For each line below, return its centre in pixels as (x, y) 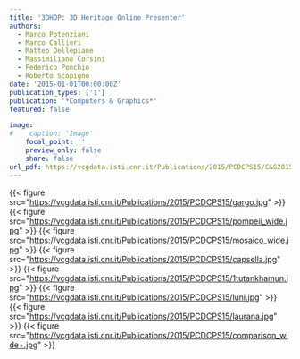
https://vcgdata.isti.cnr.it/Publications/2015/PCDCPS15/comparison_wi (159, 335)
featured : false (39, 109)
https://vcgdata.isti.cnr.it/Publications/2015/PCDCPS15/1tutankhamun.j (159, 278)
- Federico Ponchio (54, 68)
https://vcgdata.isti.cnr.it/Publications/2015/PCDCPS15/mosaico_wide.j (160, 240)
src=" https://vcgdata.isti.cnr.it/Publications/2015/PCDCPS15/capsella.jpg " (145, 259)
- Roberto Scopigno (54, 76)
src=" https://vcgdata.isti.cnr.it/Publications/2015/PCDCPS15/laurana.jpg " (143, 316)
